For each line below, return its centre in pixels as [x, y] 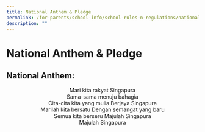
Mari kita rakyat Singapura [103, 90]
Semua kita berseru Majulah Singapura [103, 116]
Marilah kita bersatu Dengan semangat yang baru [103, 109]
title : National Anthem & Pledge [49, 12]
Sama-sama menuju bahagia [103, 97]
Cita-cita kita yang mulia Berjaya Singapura [103, 103]
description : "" [27, 23]
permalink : [20, 18]
